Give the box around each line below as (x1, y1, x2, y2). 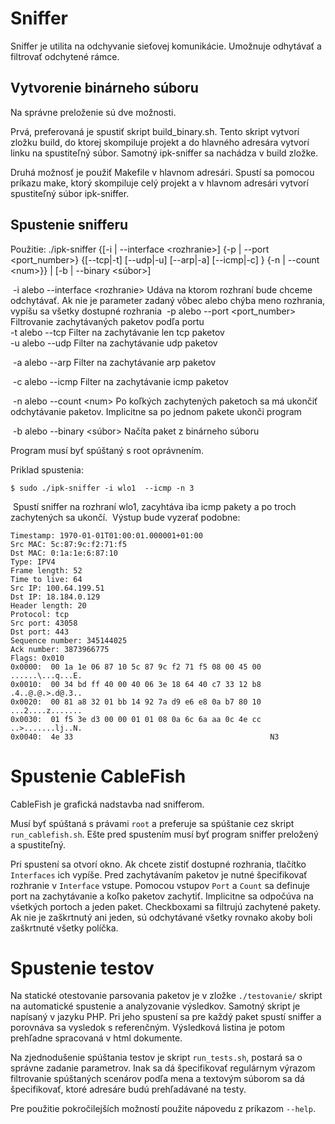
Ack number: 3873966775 (10, 644, 110, 654)
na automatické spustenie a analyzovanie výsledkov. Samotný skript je (10, 1000, 301, 1012)
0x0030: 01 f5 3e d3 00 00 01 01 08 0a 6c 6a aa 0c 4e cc (10, 714, 262, 724)
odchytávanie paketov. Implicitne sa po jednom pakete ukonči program (10, 405, 302, 417)
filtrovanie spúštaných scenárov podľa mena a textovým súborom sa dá (10, 1073, 305, 1085)
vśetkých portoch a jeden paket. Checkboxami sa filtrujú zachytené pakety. (10, 900, 322, 912)
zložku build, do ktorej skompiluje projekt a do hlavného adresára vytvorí (10, 136, 310, 148)
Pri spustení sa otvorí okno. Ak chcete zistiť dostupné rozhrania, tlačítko (10, 858, 307, 870)
